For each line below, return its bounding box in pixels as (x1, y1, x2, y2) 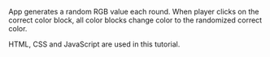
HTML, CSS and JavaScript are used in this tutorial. (8, 39, 181, 49)
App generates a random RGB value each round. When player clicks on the (8, 7, 259, 16)
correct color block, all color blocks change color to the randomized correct (8, 15, 263, 25)
